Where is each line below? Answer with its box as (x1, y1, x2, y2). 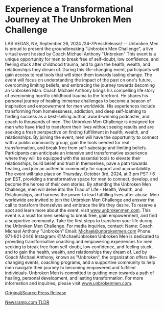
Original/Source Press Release (5, 289, 67, 295)
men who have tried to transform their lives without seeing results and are (5, 124, 154, 129)
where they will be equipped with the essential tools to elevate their (5, 155, 141, 161)
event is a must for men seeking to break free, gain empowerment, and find (5, 212, 158, 218)
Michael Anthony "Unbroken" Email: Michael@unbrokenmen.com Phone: (5, 228, 152, 234)
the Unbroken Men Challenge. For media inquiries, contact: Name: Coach (5, 223, 153, 229)
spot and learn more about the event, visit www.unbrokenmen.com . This (5, 207, 151, 213)
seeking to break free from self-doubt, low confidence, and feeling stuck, (5, 244, 153, 250)
